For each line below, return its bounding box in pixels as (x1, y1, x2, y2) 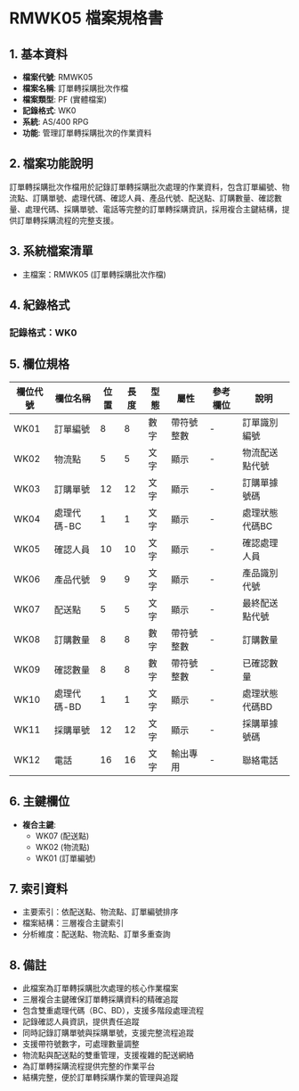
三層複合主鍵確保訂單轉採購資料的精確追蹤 (21, 994, 179, 1004)
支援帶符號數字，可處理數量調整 (21, 1038, 140, 1049)
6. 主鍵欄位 (9, 794, 70, 809)
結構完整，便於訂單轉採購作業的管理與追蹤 (21, 1072, 179, 1083)
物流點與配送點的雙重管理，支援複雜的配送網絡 (21, 1050, 194, 1061)
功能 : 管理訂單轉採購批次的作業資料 (21, 128, 152, 138)
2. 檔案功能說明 (9, 156, 93, 171)
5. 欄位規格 (9, 357, 69, 372)
